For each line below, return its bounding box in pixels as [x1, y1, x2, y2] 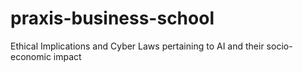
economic [10, 50, 52, 62]
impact [53, 50, 82, 62]
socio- [266, 40, 293, 52]
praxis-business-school [10, 7, 215, 30]
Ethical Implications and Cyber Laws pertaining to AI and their [10, 40, 265, 52]
